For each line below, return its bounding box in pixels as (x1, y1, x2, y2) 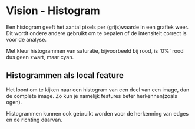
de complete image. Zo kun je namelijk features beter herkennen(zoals (6, 92, 178, 99)
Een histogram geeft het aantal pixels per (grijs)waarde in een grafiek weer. (6, 23, 189, 30)
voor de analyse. (6, 36, 47, 43)
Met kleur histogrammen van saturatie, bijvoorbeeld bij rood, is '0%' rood (6, 47, 184, 54)
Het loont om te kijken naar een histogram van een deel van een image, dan (6, 86, 190, 93)
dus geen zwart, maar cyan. (6, 53, 74, 60)
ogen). (6, 99, 22, 106)
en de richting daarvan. (6, 116, 63, 123)
